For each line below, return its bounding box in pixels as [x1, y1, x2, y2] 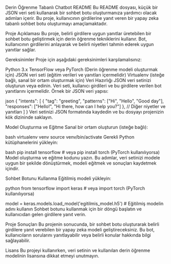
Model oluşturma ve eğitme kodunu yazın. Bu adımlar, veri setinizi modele [5, 155, 160, 161]
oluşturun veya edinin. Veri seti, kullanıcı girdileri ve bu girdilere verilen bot [5, 83, 162, 89]
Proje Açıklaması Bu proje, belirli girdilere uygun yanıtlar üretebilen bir [5, 31, 152, 36]
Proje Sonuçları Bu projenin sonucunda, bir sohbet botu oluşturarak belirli [5, 221, 160, 227]
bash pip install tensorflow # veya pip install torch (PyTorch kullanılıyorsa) [5, 149, 160, 155]
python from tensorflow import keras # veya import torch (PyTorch [5, 186, 145, 191]
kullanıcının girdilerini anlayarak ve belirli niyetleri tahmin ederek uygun [5, 41, 154, 47]
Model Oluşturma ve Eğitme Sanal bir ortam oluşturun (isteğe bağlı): [5, 124, 148, 130]
